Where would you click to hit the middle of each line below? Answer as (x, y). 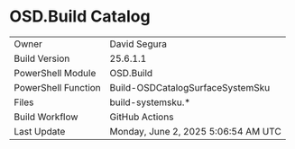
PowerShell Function (57, 87)
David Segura (138, 44)
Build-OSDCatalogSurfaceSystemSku (190, 87)
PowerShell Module (55, 73)
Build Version (42, 58)
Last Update (40, 131)
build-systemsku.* (150, 102)
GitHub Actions (142, 117)
